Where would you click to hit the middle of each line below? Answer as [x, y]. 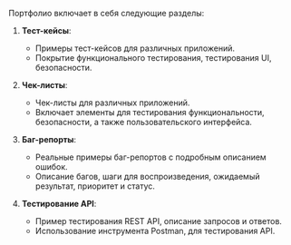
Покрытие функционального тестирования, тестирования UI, [153, 58]
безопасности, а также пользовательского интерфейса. [144, 122]
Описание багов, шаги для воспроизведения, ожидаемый [147, 176]
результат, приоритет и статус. [95, 186]
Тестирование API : [59, 204]
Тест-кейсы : [46, 30]
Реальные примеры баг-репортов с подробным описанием [150, 157]
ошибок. [52, 167]
